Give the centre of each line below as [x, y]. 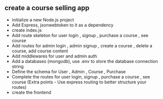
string [18, 66]
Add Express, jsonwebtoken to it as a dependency [63, 25]
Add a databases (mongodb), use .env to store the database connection [85, 61]
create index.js [27, 30]
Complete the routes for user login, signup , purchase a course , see [81, 77]
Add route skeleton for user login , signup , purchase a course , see [80, 35]
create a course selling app [47, 8]
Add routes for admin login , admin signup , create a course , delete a [82, 45]
